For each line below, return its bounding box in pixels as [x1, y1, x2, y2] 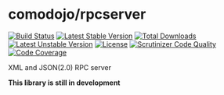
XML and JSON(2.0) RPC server [8, 62, 112, 72]
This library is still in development [8, 78, 121, 87]
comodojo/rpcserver [8, 5, 146, 23]
